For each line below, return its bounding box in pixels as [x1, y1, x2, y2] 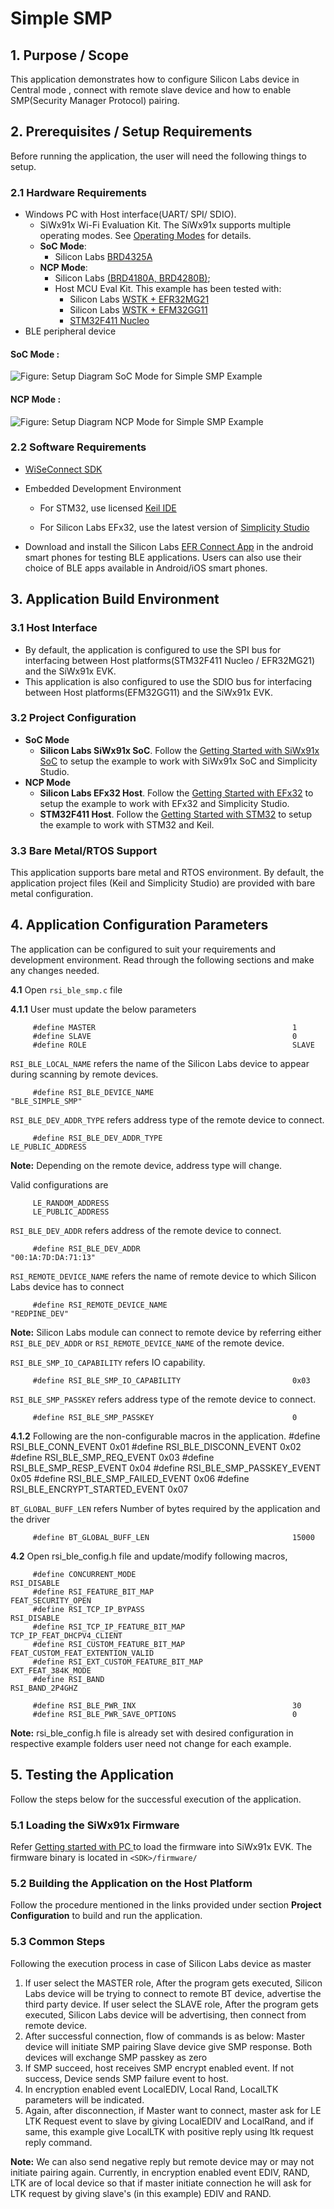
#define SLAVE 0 [32, 1031, 298, 1041]
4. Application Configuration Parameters [10, 917, 269, 934]
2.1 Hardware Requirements [10, 185, 147, 199]
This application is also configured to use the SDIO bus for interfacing [24, 675, 313, 687]
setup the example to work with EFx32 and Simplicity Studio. [39, 797, 290, 809]
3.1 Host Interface [10, 621, 98, 635]
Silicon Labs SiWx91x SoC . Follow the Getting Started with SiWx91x [39, 744, 320, 756]
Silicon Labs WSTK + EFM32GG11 [69, 304, 208, 316]
